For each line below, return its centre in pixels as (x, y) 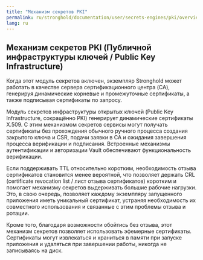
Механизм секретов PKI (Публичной (79, 47)
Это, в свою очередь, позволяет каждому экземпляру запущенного (94, 194)
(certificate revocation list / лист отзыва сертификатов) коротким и (92, 181)
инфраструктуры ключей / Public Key (81, 57)
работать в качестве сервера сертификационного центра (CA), (88, 87)
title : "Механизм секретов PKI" (47, 12)
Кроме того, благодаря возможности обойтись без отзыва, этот (89, 225)
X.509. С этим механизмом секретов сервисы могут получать (87, 125)
